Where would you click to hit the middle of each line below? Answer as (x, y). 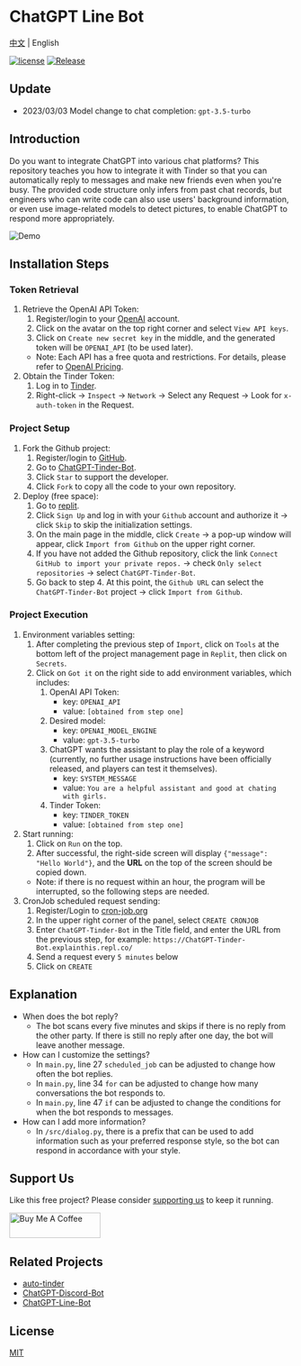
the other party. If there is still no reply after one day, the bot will (155, 1035)
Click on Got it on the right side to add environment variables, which (164, 672)
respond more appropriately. (62, 218)
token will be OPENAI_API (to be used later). (115, 348)
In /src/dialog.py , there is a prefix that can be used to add (145, 1131)
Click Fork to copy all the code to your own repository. (136, 486)
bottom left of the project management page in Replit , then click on (161, 653)
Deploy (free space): (60, 496)
